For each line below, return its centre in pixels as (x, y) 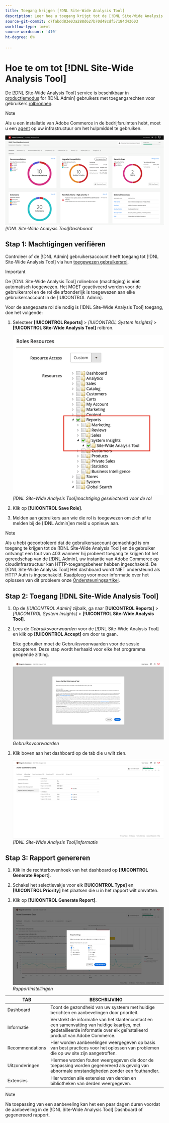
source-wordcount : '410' (31, 32)
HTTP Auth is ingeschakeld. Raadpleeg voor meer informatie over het (77, 575)
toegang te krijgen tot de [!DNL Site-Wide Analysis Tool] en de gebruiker (80, 548)
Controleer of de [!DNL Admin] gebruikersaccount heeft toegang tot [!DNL (82, 256)
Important (15, 272)
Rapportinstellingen (33, 988)
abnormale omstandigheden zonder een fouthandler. (105, 1071)
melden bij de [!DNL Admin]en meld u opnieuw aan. (66, 523)
